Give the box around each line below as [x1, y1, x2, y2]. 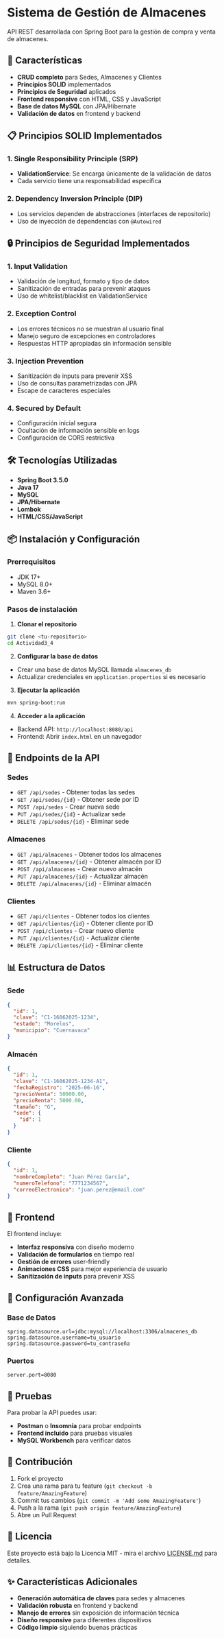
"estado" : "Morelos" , [13, 1021, 75, 1028]
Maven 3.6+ [16, 587, 51, 595]
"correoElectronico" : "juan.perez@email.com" [13, 1186, 146, 1193]
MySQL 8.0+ [16, 580, 53, 588]
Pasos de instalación [7, 604, 77, 614]
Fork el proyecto [16, 1474, 64, 1482]
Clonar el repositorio [16, 620, 77, 628]
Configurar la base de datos [16, 652, 98, 660]
